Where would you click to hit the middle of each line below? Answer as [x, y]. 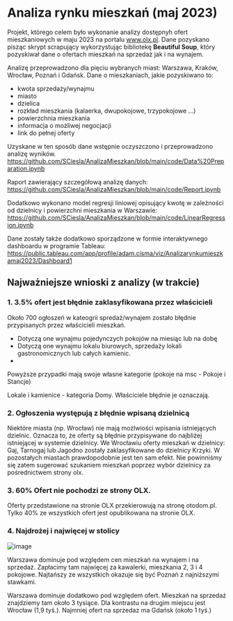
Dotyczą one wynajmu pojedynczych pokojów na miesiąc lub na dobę [117, 338]
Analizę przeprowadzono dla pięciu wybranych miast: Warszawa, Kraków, [113, 67]
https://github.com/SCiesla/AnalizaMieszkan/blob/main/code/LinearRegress [116, 218]
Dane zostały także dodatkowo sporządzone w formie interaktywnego [107, 239]
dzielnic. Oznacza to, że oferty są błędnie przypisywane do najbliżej [105, 435]
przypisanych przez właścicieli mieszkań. [67, 325]
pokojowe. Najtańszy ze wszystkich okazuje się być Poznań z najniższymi [113, 574]
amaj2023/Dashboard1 [40, 260]
